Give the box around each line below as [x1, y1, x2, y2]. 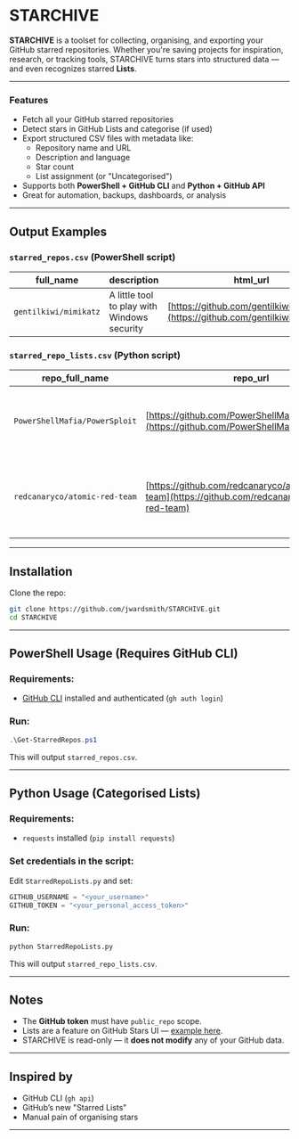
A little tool [109, 289, 154, 301]
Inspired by [9, 1069, 73, 1084]
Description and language [35, 152, 131, 163]
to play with [109, 299, 158, 312]
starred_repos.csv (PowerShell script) [9, 250, 176, 263]
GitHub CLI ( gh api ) [21, 1093, 95, 1103]
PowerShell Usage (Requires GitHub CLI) [9, 646, 238, 661]
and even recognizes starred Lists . [9, 63, 137, 74]
